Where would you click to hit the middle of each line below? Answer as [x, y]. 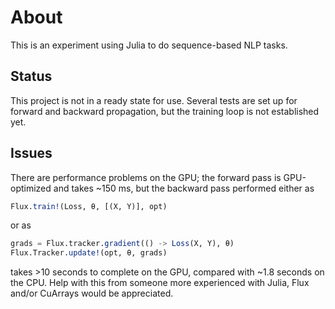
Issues [31, 153]
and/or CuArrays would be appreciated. [92, 293]
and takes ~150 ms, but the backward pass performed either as [184, 188]
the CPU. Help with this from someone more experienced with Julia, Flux [160, 283]
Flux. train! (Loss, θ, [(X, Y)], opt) [89, 206]
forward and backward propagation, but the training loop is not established [165, 111]
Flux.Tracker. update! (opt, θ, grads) [89, 253]
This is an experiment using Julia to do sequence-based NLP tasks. [149, 45]
